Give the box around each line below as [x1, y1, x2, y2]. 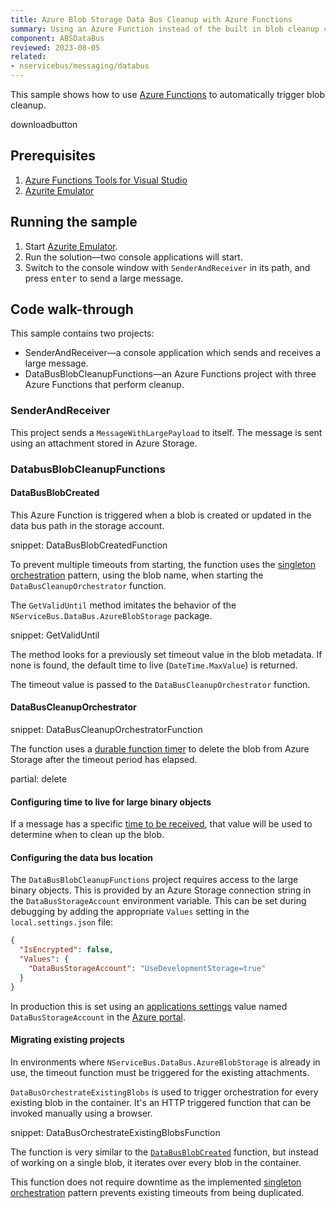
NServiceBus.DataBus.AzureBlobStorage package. [10, 609, 213, 621]
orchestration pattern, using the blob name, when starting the [10, 569, 264, 581]
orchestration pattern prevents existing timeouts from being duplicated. [10, 1186, 305, 1198]
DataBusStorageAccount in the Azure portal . [10, 1011, 187, 1023]
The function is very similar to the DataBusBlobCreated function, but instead [10, 1146, 319, 1158]
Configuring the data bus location [10, 851, 154, 863]
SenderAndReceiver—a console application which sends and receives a [24, 347, 322, 359]
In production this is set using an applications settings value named [10, 1000, 288, 1012]
